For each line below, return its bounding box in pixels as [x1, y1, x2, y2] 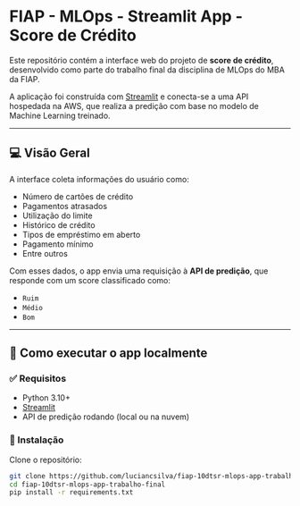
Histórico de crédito [21, 219, 96, 230]
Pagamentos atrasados [21, 200, 108, 211]
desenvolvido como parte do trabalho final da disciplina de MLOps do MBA [9, 64, 286, 75]
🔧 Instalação [9, 434, 64, 446]
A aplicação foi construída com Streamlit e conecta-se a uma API [9, 91, 249, 102]
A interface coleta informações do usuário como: [9, 173, 189, 184]
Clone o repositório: [9, 454, 82, 465]
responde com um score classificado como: [9, 274, 171, 285]
